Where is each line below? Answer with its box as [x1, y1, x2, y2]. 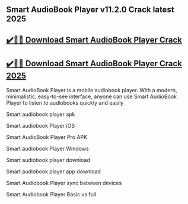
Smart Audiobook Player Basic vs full [6, 190, 97, 197]
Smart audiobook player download [6, 156, 90, 163]
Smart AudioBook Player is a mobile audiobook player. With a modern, [6, 86, 177, 93]
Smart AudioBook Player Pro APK [6, 133, 88, 141]
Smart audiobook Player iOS [6, 122, 75, 129]
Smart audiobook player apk [6, 111, 75, 118]
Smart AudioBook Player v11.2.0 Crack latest [6, 5, 174, 15]
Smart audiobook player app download [6, 168, 101, 175]
